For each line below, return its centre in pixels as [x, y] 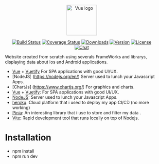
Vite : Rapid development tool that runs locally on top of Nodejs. [75, 118]
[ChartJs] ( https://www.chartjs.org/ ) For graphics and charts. [73, 87]
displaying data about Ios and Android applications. [56, 62]
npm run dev [25, 156]
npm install [23, 151]
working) [21, 108]
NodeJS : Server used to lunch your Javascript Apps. [65, 97]
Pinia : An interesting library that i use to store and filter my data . [76, 113]
